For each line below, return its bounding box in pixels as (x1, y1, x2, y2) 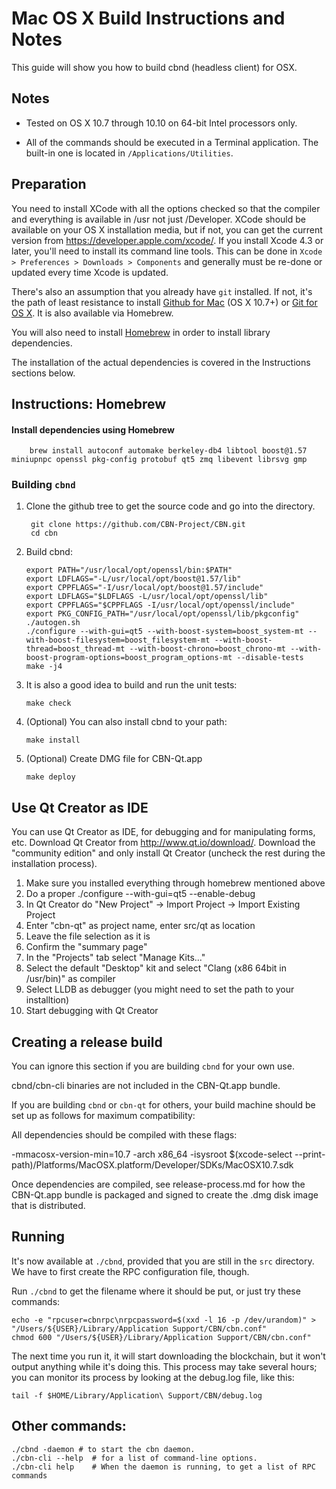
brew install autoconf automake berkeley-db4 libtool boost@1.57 (29, 446, 308, 456)
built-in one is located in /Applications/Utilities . (25, 147, 234, 159)
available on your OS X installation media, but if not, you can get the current (11, 223, 323, 236)
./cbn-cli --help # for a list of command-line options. (11, 1453, 258, 1463)
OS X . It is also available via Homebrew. (11, 307, 174, 319)
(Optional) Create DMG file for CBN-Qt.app (25, 753, 203, 765)
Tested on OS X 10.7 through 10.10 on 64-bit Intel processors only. (25, 117, 298, 129)
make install (25, 735, 81, 746)
